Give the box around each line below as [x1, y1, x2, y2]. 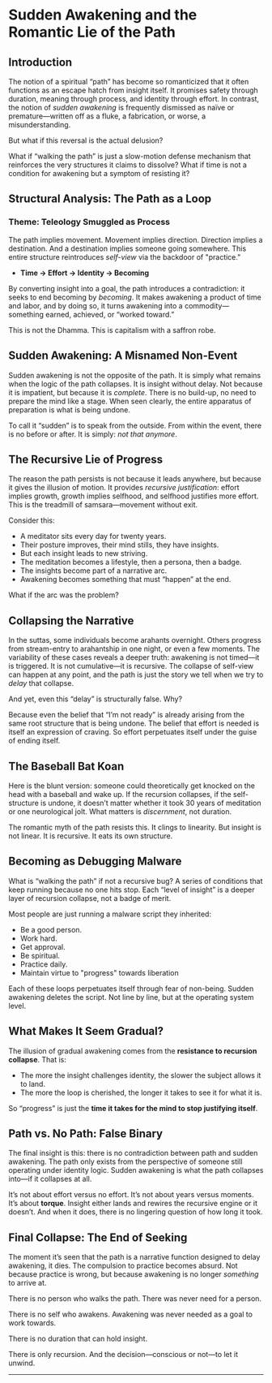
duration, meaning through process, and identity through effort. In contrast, [8, 94, 260, 103]
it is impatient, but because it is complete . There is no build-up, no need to [8, 387, 257, 397]
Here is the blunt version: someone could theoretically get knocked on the [8, 781, 255, 791]
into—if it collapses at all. [8, 1174, 92, 1184]
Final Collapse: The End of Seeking [8, 1230, 188, 1244]
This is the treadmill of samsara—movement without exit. [8, 500, 198, 510]
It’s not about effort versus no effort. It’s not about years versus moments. [8, 1190, 254, 1200]
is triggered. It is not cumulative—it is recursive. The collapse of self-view [8, 661, 254, 671]
